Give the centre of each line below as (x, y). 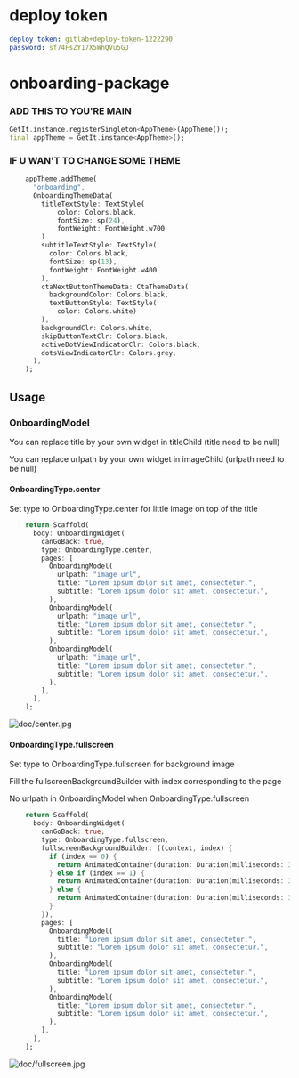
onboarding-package (89, 83)
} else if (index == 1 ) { (97, 873)
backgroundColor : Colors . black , (109, 295)
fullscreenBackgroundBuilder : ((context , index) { (137, 848)
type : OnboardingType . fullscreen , (105, 840)
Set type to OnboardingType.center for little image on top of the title (133, 509)
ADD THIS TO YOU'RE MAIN (70, 110)
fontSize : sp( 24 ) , (91, 220)
